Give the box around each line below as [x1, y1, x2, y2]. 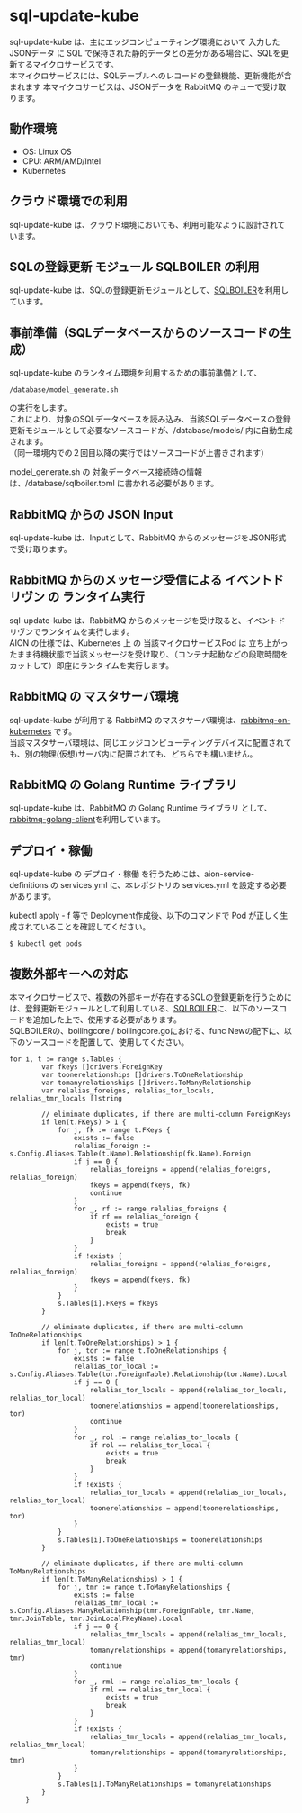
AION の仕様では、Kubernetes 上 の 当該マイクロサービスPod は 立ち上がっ [9, 637, 289, 648]
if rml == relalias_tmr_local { [89, 1685, 211, 1694]
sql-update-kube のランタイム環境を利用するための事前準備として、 [9, 367, 262, 378]
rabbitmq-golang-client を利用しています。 [9, 814, 166, 825]
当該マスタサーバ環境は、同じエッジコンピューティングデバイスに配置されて [9, 737, 292, 748]
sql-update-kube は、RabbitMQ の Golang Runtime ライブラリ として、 [9, 802, 272, 813]
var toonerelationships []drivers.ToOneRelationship [41, 1071, 244, 1080]
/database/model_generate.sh [9, 385, 119, 394]
